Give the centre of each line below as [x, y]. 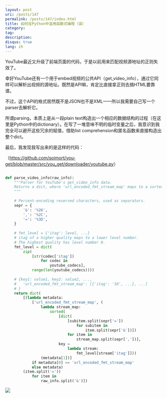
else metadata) [47, 367]
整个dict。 [16, 137]
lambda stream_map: [61, 307]
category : [15, 28]
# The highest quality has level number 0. [60, 242]
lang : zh [14, 47]
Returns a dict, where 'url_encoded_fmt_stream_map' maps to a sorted [89, 187]
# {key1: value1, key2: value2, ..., [53, 279]
